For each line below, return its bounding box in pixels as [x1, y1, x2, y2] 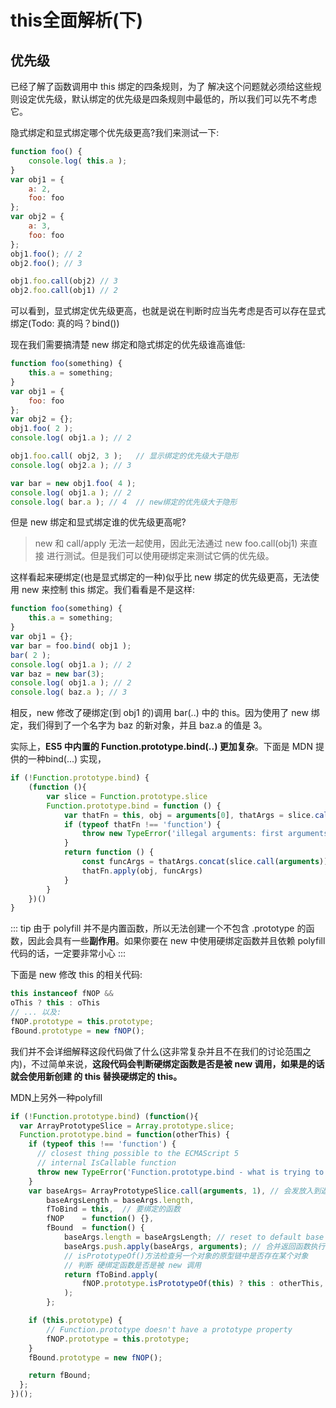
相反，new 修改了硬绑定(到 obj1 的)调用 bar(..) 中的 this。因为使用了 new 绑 [10, 707, 320, 719]
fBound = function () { [46, 1223, 145, 1233]
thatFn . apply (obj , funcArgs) [81, 866, 203, 876]
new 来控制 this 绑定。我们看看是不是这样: [21, 584, 196, 596]
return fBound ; [28, 1371, 92, 1381]
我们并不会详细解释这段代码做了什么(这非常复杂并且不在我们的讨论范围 [10, 1045, 303, 1057]
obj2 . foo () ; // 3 [10, 258, 83, 268]
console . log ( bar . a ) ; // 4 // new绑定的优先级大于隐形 [10, 497, 238, 507]
